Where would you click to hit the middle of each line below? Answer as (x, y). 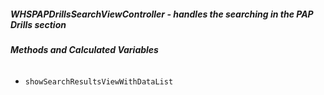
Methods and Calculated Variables (84, 49)
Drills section (38, 24)
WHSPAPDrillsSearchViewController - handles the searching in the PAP (162, 14)
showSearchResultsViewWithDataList (99, 81)
